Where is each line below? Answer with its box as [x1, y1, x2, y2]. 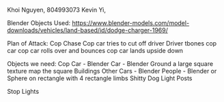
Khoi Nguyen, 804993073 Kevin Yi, [7, 6, 106, 14]
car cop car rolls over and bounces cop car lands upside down [7, 47, 183, 54]
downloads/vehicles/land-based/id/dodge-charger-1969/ [7, 27, 169, 34]
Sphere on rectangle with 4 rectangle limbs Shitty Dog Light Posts [7, 74, 193, 82]
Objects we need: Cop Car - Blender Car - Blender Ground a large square [7, 60, 214, 67]
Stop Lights [7, 88, 40, 95]
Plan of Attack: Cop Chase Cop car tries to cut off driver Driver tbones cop [7, 39, 217, 47]
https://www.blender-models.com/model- [72, 19, 190, 27]
